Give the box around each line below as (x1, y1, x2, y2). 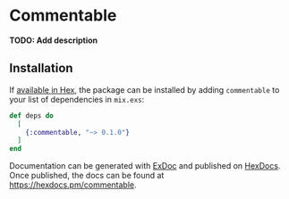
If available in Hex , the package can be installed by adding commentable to (9, 84, 280, 95)
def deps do (9, 111, 54, 120)
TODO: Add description (9, 35, 98, 46)
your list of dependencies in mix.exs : (9, 94, 145, 104)
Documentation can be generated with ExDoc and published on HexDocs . (9, 161, 281, 171)
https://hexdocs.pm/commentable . (9, 179, 137, 190)
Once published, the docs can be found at (9, 170, 165, 181)
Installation (9, 61, 73, 76)
